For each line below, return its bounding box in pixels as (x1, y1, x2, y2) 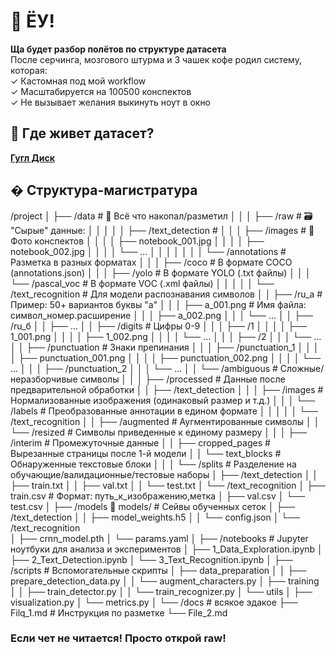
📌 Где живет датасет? (10, 125, 155, 142)
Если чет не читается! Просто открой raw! (10, 631, 227, 645)
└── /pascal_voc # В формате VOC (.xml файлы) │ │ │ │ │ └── (10, 277, 275, 289)
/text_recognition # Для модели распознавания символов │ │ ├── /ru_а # (10, 288, 323, 300)
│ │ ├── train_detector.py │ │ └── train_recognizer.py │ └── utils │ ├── (10, 585, 313, 597)
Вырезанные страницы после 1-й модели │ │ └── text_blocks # (10, 447, 282, 459)
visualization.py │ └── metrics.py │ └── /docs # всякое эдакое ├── (10, 596, 298, 608)
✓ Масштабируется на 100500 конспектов (10, 85, 192, 97)
